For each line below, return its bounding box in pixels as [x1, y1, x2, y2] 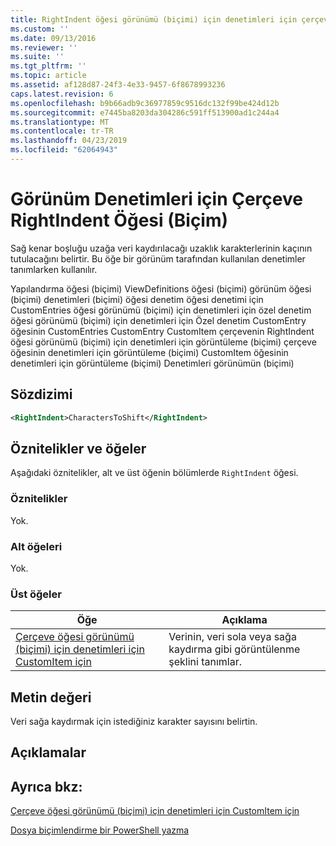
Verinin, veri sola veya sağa [168, 630, 297, 644]
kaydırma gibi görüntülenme [168, 642, 301, 656]
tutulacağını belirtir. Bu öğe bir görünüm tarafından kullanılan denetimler [10, 252, 306, 265]
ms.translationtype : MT [10, 117, 110, 127]
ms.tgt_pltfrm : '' [10, 61, 87, 71]
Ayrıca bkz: [10, 778, 83, 795]
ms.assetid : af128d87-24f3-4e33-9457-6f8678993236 [10, 80, 226, 90]
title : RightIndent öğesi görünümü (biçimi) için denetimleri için [10, 14, 298, 25]
